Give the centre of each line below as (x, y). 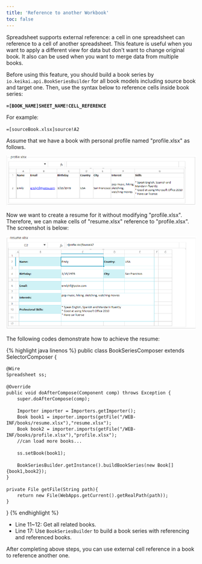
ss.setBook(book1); (42, 453)
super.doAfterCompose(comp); (54, 399)
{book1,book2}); (27, 472)
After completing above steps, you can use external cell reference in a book (100, 549)
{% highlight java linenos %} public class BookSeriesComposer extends (96, 351)
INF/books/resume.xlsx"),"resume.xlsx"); (59, 423)
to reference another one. (38, 556)
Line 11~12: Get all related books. (55, 525)
